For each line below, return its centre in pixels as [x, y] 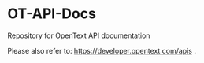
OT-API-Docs [52, 14]
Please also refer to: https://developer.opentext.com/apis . [102, 50]
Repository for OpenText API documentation [79, 35]
